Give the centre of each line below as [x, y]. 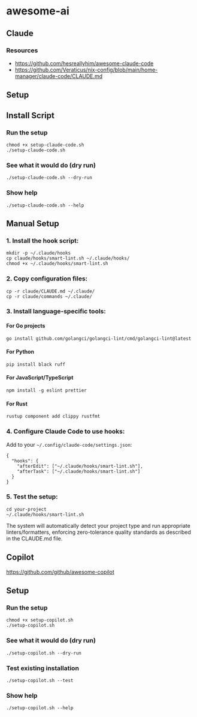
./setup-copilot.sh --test [40, 680]
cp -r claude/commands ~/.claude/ [49, 296]
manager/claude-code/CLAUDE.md [59, 76]
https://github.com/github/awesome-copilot [60, 572]
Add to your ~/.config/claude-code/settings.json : [69, 444]
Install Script [31, 115]
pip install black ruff [36, 365]
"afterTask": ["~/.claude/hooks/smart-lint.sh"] [79, 471]
